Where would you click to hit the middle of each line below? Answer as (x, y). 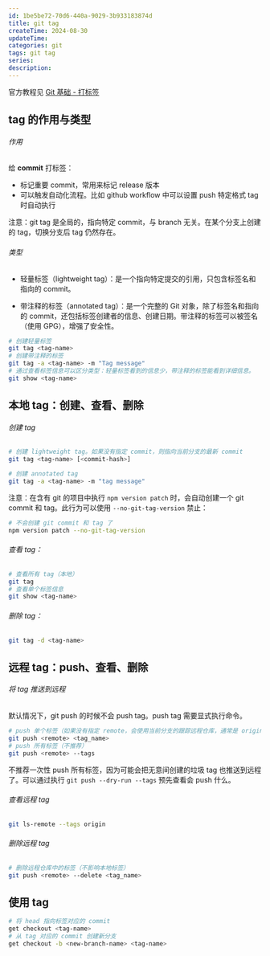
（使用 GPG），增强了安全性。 (69, 325)
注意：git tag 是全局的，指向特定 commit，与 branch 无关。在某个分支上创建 (135, 223)
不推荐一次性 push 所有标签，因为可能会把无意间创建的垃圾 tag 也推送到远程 (135, 770)
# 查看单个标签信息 (36, 589)
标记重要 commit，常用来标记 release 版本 (90, 185)
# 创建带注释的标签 (36, 356)
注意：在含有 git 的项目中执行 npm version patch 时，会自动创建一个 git (126, 497)
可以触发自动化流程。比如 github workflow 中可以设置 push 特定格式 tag (139, 195)
